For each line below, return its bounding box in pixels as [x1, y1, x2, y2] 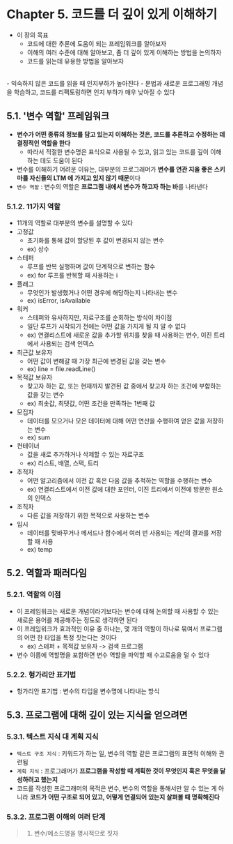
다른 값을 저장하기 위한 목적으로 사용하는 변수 [26, 511, 150, 520]
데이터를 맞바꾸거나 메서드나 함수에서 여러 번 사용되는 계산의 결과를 [26, 529, 209, 537]
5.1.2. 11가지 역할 [6, 202, 61, 211]
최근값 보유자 [16, 348, 53, 356]
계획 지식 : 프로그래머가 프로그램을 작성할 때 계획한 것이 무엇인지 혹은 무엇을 [16, 767, 219, 775]
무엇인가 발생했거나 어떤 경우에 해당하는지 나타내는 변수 [26, 289, 178, 297]
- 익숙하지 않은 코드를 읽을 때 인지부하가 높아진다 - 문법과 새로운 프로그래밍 [6, 79, 211, 87]
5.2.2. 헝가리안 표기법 [6, 670, 77, 679]
